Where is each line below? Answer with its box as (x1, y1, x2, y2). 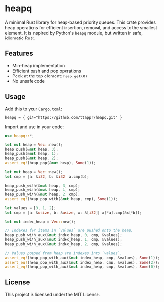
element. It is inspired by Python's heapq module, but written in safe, (5, 30, 143, 36)
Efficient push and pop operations (12, 68, 81, 74)
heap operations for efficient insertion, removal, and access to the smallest (5, 24, 157, 30)
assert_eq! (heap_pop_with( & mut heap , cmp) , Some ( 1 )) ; (5, 197, 118, 202)
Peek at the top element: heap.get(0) (12, 73, 88, 79)
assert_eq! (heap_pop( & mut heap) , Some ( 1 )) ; (5, 160, 96, 165)
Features (5, 49, 33, 58)
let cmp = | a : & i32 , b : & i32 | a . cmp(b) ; (5, 174, 90, 179)
